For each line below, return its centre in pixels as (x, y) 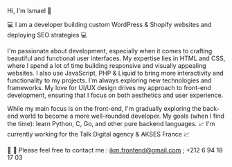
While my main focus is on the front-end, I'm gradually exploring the (104, 108)
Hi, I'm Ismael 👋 (29, 11)
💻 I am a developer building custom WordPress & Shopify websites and (109, 25)
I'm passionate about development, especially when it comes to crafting (110, 51)
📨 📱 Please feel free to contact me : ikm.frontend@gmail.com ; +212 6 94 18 (115, 150)
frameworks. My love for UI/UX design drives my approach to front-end (109, 88)
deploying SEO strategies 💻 (47, 35)
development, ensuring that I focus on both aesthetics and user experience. (115, 95)
